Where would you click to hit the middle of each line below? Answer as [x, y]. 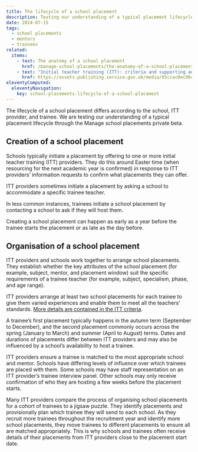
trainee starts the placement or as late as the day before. [75, 227]
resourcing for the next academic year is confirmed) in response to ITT [92, 168]
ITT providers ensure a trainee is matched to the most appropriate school [95, 357]
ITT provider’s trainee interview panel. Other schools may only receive [91, 376]
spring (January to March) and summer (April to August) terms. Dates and [96, 333]
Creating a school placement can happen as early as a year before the [91, 221]
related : [17, 50]
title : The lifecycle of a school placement [62, 11]
